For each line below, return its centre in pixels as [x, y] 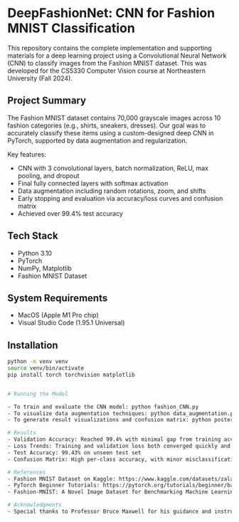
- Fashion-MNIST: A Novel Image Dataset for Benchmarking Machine [108, 492]
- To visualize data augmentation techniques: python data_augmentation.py [122, 413]
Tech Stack [33, 236]
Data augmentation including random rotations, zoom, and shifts [112, 191]
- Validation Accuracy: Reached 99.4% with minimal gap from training [114, 439]
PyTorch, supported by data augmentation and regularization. [97, 140]
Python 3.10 [34, 253]
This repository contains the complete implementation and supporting [110, 48]
